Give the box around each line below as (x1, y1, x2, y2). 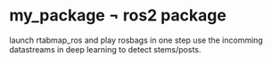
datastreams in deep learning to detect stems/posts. (9, 44, 202, 54)
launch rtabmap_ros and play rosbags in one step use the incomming (9, 35, 263, 45)
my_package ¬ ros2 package (9, 5, 227, 26)
